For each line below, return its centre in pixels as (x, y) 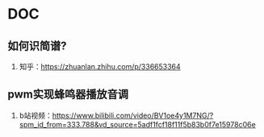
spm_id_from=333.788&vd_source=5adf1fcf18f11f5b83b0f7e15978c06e (137, 124)
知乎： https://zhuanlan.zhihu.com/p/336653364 (100, 66)
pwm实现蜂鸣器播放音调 (68, 95)
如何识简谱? (37, 46)
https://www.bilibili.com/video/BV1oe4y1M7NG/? (133, 115)
